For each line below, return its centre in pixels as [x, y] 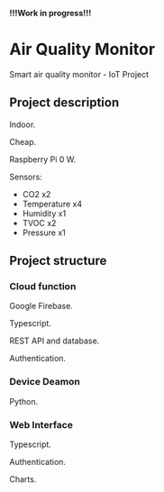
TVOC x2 [39, 223]
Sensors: [26, 177]
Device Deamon [45, 382]
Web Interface [41, 424]
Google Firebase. [41, 306]
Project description [64, 103]
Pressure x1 [44, 232]
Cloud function [43, 287]
